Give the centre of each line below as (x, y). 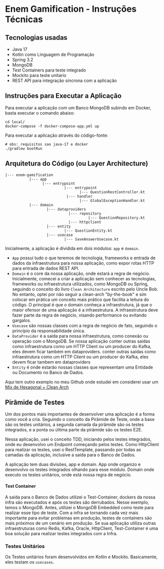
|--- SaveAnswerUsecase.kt (92, 239)
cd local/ (15, 122)
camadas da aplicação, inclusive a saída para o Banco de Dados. (70, 455)
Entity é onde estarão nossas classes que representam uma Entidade (82, 367)
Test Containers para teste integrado (49, 70)
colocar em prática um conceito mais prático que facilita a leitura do (81, 299)
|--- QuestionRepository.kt (117, 218)
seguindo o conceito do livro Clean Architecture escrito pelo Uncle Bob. (85, 289)
